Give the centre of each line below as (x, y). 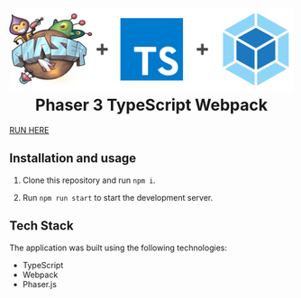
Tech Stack (41, 226)
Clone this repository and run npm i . (89, 180)
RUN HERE (29, 131)
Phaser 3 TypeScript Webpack (151, 105)
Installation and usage (73, 158)
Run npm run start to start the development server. (118, 197)
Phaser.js (39, 284)
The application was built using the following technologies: (119, 248)
